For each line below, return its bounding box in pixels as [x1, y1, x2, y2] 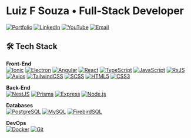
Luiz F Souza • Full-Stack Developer [6, 4, 184, 18]
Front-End [6, 60, 32, 67]
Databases [6, 101, 33, 109]
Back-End [6, 84, 31, 91]
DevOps [6, 119, 26, 126]
